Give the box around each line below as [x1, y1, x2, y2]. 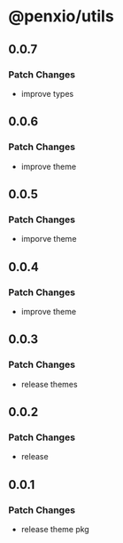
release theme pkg [20, 524, 89, 534]
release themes [20, 379, 78, 389]
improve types [20, 88, 74, 99]
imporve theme [20, 234, 77, 244]
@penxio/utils [8, 6, 114, 27]
